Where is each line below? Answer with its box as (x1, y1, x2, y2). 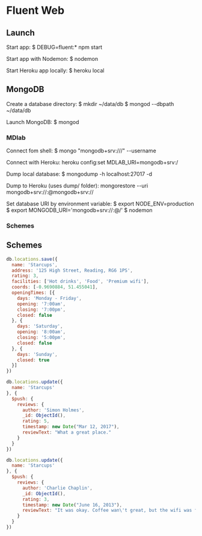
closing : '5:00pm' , (17, 335, 66, 341)
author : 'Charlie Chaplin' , (22, 485, 93, 491)
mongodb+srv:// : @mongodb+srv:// (6, 189, 94, 196)
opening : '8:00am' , (17, 329, 66, 335)
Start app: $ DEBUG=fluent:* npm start (6, 43, 103, 51)
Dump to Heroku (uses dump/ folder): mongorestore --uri (6, 182, 148, 190)
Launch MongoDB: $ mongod (6, 118, 79, 125)
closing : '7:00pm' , (17, 307, 66, 313)
